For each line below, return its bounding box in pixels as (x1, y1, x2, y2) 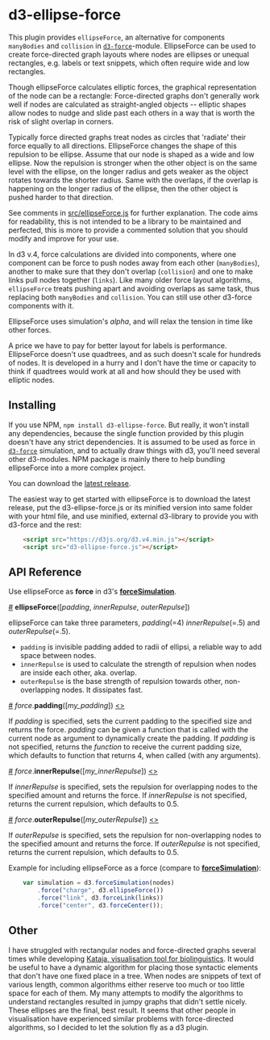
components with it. (8, 300, 74, 310)
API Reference (8, 565, 82, 579)
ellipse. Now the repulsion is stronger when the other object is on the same (8, 157, 258, 167)
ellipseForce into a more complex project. (8, 463, 146, 472)
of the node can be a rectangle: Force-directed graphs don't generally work (8, 90, 260, 100)
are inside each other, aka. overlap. (19, 668, 137, 677)
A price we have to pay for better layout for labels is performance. (8, 341, 227, 350)
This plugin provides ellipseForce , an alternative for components (8, 32, 226, 42)
